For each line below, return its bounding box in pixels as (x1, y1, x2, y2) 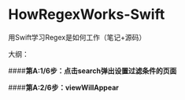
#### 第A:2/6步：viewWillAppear (8, 83, 120, 92)
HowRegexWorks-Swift (8, 6, 165, 24)
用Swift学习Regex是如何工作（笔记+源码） (8, 32, 146, 42)
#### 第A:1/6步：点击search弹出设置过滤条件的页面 (8, 65, 177, 76)
